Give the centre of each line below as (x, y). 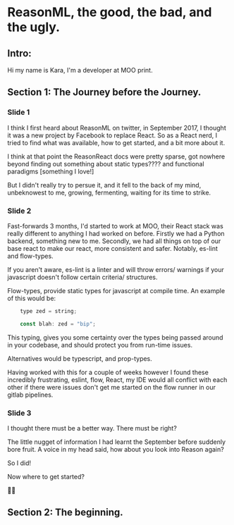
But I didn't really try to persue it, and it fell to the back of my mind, (104, 185)
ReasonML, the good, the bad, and (110, 12)
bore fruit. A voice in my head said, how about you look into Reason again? (116, 450)
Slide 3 (19, 413)
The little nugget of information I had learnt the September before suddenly (117, 442)
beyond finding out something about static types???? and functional (106, 163)
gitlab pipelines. (30, 395)
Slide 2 (19, 211)
